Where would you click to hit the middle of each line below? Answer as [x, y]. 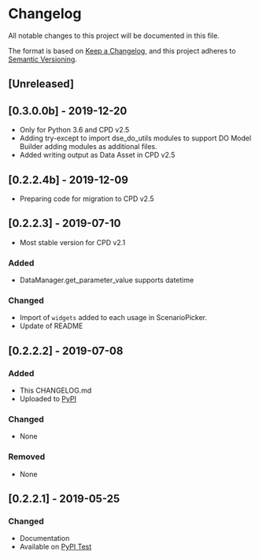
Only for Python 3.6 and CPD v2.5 [74, 130]
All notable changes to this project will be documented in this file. [114, 35]
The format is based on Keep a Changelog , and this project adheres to [122, 50]
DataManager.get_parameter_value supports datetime [107, 280]
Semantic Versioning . [43, 59]
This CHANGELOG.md [55, 390]
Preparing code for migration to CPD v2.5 [87, 199]
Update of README [51, 326]
